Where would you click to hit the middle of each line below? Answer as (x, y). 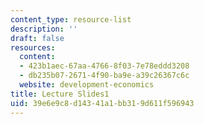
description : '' (44, 29)
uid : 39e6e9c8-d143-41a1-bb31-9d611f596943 (102, 103)
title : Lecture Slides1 (60, 94)
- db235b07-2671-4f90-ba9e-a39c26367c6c (104, 76)
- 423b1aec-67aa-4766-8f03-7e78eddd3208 (104, 66)
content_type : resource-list (71, 19)
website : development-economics (87, 85)
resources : (33, 47)
